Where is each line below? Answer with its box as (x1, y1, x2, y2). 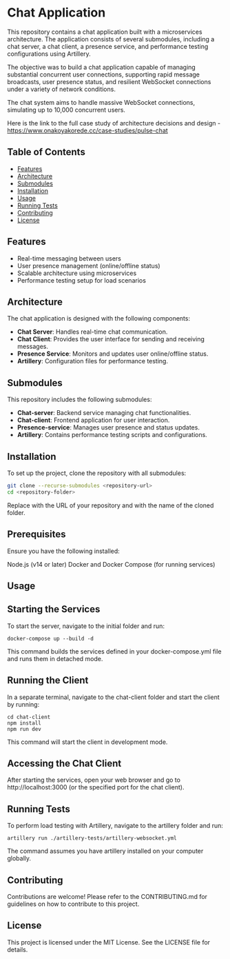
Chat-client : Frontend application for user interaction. (17, 416, 170, 425)
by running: (7, 700, 40, 708)
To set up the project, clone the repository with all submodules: (7, 469, 187, 477)
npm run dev (7, 725, 41, 732)
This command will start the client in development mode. (7, 738, 168, 746)
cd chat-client (7, 714, 51, 720)
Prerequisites (7, 529, 66, 541)
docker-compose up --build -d (7, 635, 94, 642)
